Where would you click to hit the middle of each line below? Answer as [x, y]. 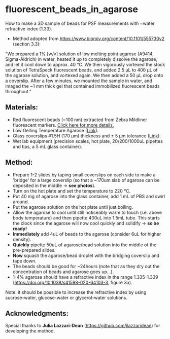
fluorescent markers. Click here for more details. [63, 125]
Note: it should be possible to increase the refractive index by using [76, 292]
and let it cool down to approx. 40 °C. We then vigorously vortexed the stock [85, 64]
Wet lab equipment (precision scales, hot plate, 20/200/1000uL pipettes [88, 141]
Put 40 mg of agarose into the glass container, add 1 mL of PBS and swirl [89, 196]
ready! [20, 229]
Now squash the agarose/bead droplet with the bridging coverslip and [86, 255]
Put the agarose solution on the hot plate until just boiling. [73, 207]
